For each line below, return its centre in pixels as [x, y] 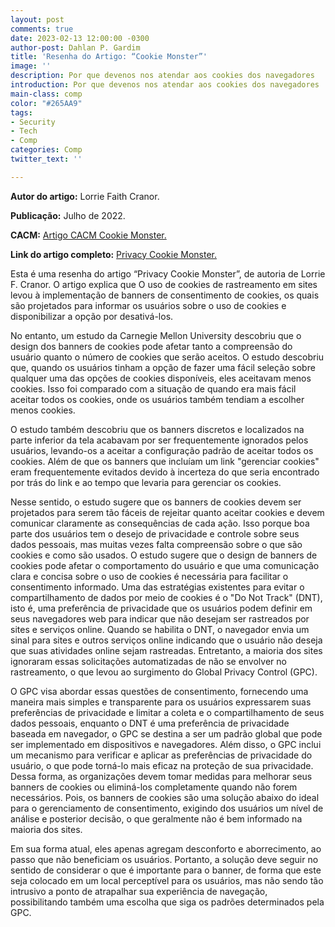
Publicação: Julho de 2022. [68, 215]
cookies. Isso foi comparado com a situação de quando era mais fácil [153, 388]
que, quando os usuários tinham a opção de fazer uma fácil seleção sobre [163, 367]
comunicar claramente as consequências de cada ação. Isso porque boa [160, 523]
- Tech [24, 131]
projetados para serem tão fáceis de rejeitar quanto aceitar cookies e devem [167, 512]
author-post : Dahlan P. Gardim [75, 47]
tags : [21, 112]
